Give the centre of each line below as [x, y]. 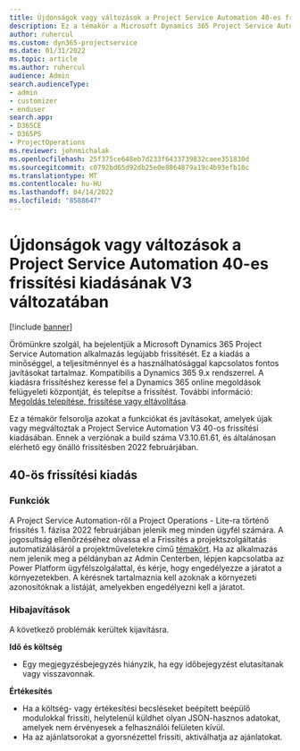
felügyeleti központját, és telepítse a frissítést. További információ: [131, 391]
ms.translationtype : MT [54, 175]
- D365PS [25, 134]
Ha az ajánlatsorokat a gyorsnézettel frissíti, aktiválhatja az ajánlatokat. [152, 737]
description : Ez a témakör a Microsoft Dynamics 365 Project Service [142, 26]
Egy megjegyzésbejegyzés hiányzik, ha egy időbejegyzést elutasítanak [153, 664]
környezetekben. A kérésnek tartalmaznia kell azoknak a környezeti [133, 577]
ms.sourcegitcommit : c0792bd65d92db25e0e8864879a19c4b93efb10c [129, 167]
